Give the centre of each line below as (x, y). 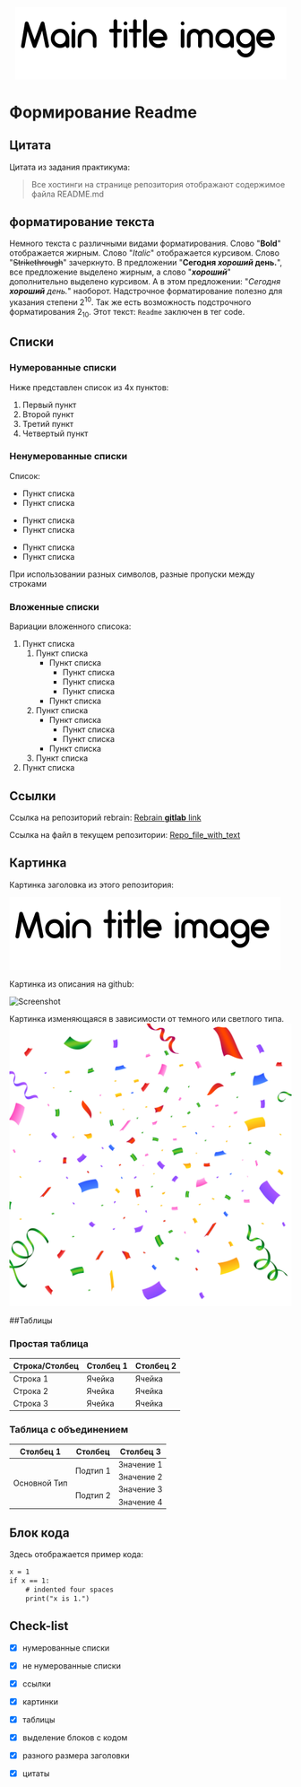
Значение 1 (140, 1464)
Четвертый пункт (55, 433)
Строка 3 (31, 1404)
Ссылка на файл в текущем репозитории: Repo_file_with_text (125, 834)
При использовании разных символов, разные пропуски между (132, 574)
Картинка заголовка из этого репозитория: (92, 885)
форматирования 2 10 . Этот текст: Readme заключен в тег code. (127, 313)
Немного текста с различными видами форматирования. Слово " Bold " (145, 244)
